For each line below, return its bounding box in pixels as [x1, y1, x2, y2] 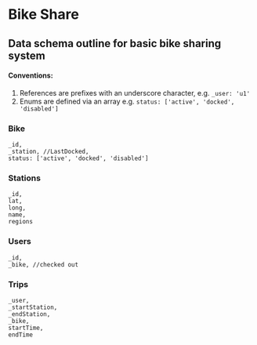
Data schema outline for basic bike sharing [8, 37, 222, 50]
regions [8, 218, 34, 226]
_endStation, [8, 310, 51, 318]
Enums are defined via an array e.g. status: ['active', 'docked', [19, 96, 235, 106]
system [8, 49, 45, 62]
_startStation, [8, 303, 58, 311]
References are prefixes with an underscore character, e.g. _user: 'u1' [19, 88, 251, 97]
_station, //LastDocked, [8, 147, 89, 156]
